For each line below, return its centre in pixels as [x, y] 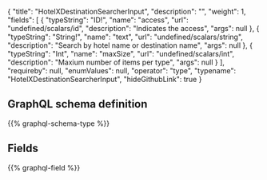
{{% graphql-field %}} [44, 167]
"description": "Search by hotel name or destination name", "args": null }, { [130, 45]
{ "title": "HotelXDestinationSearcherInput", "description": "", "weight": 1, [127, 12]
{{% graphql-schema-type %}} [59, 123]
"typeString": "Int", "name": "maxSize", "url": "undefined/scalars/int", [121, 54]
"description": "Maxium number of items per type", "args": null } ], [116, 62]
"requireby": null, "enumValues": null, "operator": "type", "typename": [122, 70]
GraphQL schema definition [78, 104]
